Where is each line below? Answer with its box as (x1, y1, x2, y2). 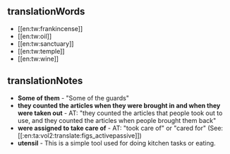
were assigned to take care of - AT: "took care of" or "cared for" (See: (17, 124, 224, 132)
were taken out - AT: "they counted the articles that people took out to (17, 109, 223, 117)
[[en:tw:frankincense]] (17, 24, 83, 32)
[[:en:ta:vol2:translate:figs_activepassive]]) (17, 131, 143, 140)
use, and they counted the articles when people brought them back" (17, 116, 217, 124)
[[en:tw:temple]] (17, 47, 65, 55)
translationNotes (7, 75, 83, 87)
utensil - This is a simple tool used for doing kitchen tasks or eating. (17, 138, 217, 147)
